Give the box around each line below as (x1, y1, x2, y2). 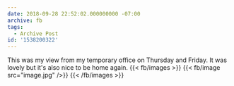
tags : (7, 23, 23, 30)
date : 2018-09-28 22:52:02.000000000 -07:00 (7, 10, 141, 18)
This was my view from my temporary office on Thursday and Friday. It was (7, 56, 228, 64)
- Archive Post (13, 30, 59, 37)
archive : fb (7, 17, 42, 24)
